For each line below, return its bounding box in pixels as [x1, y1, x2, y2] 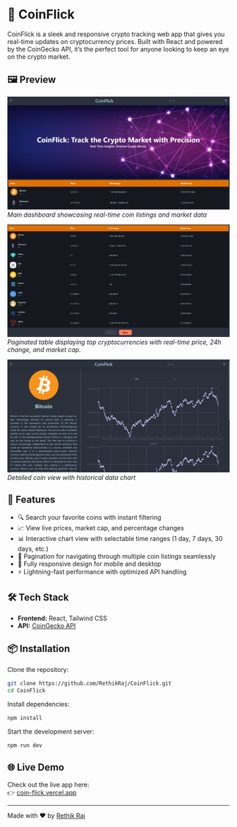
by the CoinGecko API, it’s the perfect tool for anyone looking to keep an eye [7, 45, 229, 53]
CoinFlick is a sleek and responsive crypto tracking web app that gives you [7, 30, 225, 38]
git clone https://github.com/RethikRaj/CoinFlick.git [7, 680, 172, 687]
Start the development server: [7, 727, 95, 736]
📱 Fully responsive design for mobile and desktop [17, 559, 162, 568]
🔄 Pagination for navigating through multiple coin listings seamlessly [17, 552, 217, 560]
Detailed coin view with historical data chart [7, 474, 136, 482]
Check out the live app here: [7, 780, 90, 789]
